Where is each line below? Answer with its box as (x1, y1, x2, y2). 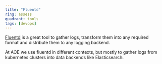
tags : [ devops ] (5, 21, 37, 26)
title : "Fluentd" (5, 7, 41, 12)
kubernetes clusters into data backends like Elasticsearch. (5, 55, 124, 61)
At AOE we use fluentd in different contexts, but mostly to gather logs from (5, 49, 158, 55)
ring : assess (5, 12, 32, 17)
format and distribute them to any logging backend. (5, 40, 110, 46)
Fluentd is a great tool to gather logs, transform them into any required (5, 34, 149, 40)
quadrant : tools (5, 16, 39, 21)
